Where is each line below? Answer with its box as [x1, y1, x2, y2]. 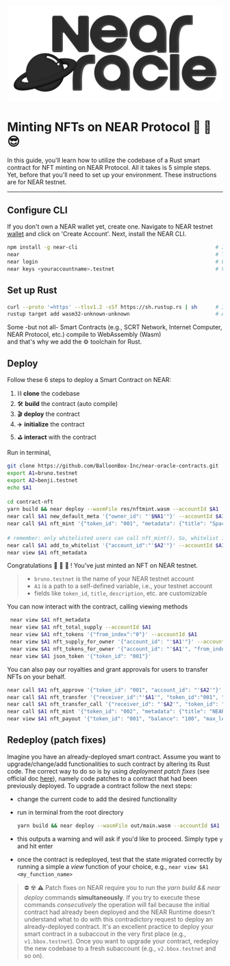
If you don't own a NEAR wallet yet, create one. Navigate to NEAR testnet [7, 223, 214, 231]
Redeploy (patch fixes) [7, 735, 106, 746]
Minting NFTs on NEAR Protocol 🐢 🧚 [7, 119, 212, 135]
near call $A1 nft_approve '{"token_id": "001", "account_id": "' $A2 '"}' [7, 687, 222, 694]
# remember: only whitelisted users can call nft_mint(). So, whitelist [7, 535, 219, 542]
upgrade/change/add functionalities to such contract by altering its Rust [7, 759, 210, 768]
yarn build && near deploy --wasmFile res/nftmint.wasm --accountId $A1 [7, 506, 219, 513]
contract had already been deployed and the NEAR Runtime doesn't [23, 908, 216, 916]
